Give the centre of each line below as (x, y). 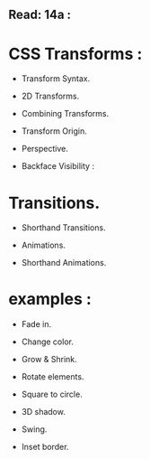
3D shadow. (44, 412)
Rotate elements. (53, 377)
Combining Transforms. (65, 114)
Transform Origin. (54, 131)
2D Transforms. (50, 96)
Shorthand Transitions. (63, 228)
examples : (50, 300)
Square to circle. (52, 394)
